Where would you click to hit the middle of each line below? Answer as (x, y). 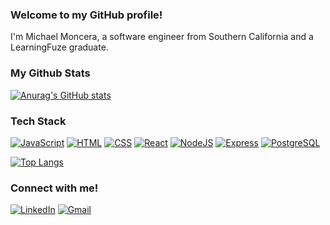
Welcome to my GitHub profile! (86, 15)
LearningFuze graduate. (59, 47)
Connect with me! (54, 188)
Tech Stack (38, 121)
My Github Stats (50, 73)
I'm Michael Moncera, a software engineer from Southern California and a (162, 37)
